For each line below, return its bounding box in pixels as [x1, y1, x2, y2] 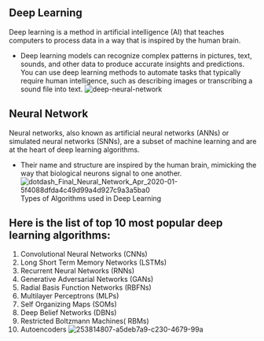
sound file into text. [20, 84, 83, 94]
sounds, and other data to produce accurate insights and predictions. [20, 59, 245, 69]
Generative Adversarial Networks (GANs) [20, 275, 154, 284]
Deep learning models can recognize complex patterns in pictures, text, [20, 50, 252, 60]
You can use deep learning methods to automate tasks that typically [20, 67, 241, 77]
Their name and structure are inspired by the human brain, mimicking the [20, 160, 257, 169]
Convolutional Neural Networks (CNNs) [20, 250, 148, 259]
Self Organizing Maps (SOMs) [20, 299, 117, 309]
